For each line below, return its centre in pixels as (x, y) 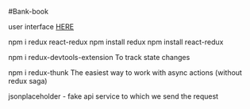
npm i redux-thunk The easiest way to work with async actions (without (125, 73)
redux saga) (28, 81)
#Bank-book (29, 11)
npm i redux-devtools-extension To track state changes (99, 57)
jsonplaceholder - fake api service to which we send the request (113, 96)
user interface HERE (41, 26)
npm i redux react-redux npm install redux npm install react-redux (116, 42)
